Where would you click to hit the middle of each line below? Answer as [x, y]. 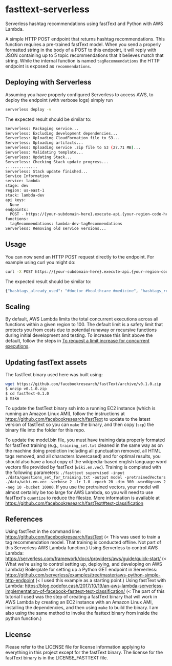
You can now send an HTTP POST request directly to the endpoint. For [80, 256]
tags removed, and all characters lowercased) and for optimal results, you [83, 456]
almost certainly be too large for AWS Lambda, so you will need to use [79, 492]
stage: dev [17, 186]
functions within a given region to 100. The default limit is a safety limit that [84, 325]
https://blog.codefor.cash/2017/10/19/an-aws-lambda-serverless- [94, 586]
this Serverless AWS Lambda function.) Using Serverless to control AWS [82, 548]
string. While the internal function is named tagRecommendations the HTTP [83, 60]
